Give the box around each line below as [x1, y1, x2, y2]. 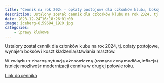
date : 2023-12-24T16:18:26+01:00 [5, 16, 73, 21]
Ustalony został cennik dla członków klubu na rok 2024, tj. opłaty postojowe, [5, 43, 159, 49]
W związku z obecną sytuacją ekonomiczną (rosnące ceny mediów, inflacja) [5, 58, 159, 63]
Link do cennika [5, 73, 37, 78]
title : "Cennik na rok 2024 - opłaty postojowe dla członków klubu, [5, 7, 147, 12]
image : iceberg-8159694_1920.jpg [5, 21, 73, 26]
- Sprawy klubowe [14, 30, 49, 35]
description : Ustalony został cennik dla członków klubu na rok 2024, [5, 12, 152, 17]
